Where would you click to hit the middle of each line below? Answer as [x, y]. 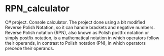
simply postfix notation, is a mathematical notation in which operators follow [82, 38]
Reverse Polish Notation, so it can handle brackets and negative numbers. [80, 27]
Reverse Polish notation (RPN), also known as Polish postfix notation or [77, 32]
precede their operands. [30, 48]
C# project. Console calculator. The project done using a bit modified [75, 22]
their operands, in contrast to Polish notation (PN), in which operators [76, 43]
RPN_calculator [37, 9]
